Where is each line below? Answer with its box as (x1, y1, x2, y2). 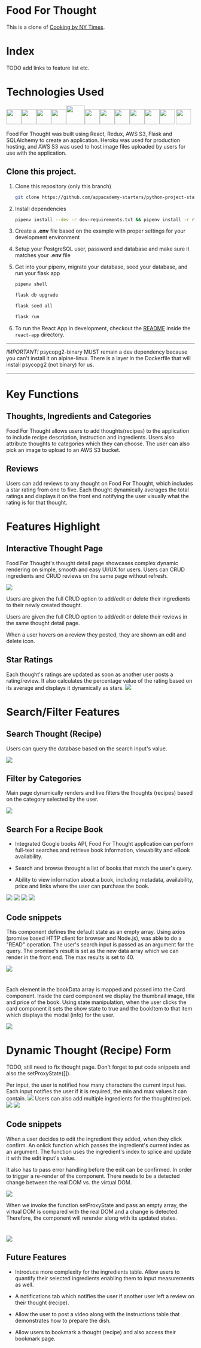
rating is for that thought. (6, 499, 68, 506)
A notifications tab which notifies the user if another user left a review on (14, 1292, 194, 1299)
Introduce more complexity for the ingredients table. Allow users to (14, 1268, 180, 1275)
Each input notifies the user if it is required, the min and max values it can (6, 1088, 187, 1095)
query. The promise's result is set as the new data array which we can (6, 947, 179, 954)
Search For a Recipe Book (6, 824, 103, 834)
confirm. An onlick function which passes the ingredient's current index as (6, 1141, 190, 1148)
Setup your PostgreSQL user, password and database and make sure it (14, 245, 190, 252)
